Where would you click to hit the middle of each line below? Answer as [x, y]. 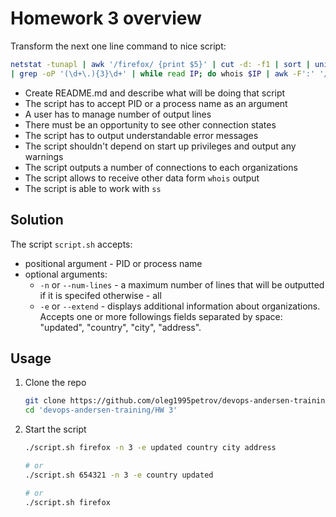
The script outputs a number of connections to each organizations [161, 167]
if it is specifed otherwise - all [100, 295]
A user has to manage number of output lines [118, 114]
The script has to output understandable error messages [141, 135]
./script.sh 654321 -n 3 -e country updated [119, 475]
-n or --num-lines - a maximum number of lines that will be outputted [182, 284]
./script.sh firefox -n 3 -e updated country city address [150, 448]
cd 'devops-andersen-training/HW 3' [101, 410]
